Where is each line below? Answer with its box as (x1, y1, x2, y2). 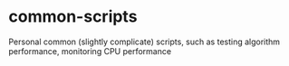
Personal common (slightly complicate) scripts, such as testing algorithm (8, 36, 281, 47)
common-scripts (8, 6, 138, 27)
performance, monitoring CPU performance (8, 45, 172, 56)
